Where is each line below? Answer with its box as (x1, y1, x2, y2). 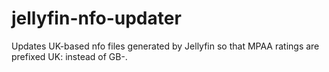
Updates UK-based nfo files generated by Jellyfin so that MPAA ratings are (11, 40, 320, 52)
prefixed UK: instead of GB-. (11, 50, 128, 62)
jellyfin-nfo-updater (11, 7, 182, 30)
